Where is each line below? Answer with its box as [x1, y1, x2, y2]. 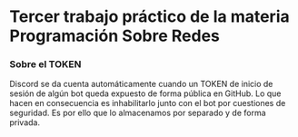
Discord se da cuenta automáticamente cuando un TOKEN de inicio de [9, 79, 273, 90]
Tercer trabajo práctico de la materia [9, 6, 290, 27]
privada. [9, 117, 41, 128]
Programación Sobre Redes [9, 25, 221, 46]
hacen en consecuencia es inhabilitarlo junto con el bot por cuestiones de [9, 98, 286, 109]
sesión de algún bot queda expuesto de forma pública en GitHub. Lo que [9, 88, 282, 99]
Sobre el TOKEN [9, 58, 82, 71]
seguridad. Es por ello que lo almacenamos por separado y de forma [9, 107, 266, 119]
